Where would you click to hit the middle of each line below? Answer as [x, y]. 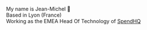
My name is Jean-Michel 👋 [38, 9]
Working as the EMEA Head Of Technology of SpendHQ [73, 21]
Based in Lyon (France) [34, 15]
